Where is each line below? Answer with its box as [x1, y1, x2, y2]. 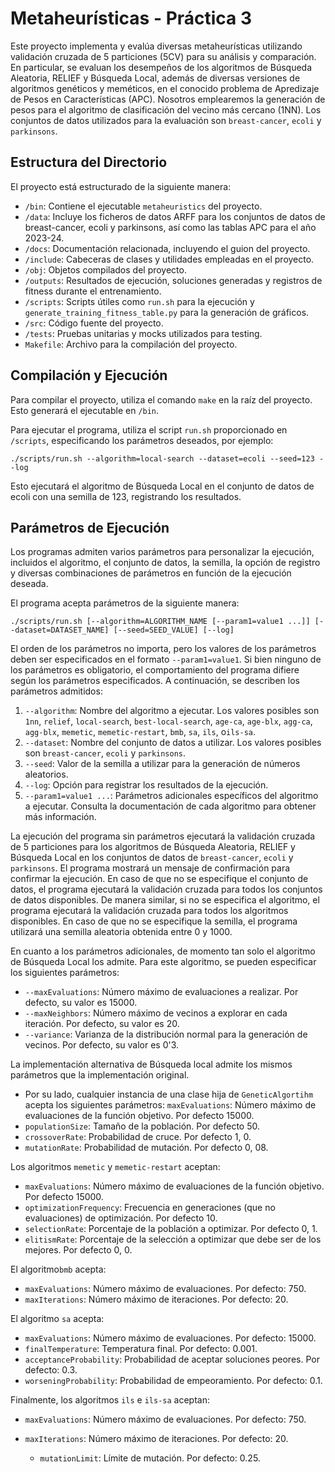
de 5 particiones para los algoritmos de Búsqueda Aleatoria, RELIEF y [10, 841, 296, 853]
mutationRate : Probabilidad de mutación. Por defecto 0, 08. [24, 1142, 269, 1154]
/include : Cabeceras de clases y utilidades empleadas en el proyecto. [24, 253, 315, 265]
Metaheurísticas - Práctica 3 [10, 7, 253, 30]
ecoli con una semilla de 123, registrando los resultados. [10, 490, 242, 502]
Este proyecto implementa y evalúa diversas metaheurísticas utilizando [10, 40, 303, 52]
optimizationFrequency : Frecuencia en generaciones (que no [24, 1202, 276, 1214]
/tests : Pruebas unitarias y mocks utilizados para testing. [24, 327, 263, 339]
